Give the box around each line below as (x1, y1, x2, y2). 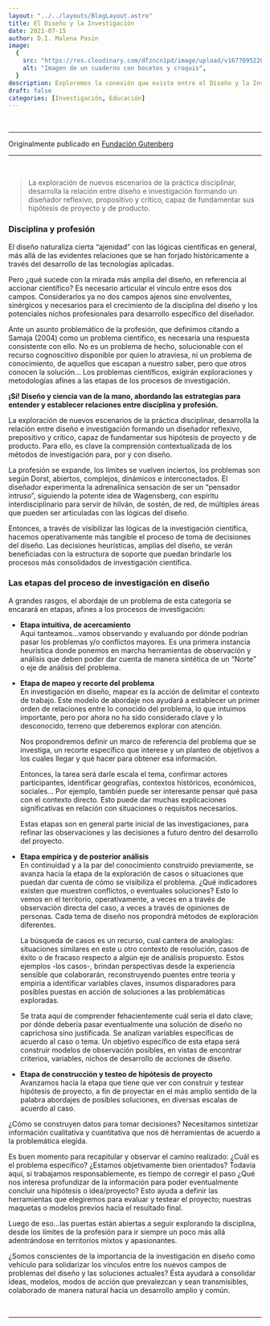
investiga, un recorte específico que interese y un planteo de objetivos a (19, 745, 260, 754)
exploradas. (19, 995, 59, 1005)
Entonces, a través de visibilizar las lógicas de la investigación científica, (8, 523, 248, 533)
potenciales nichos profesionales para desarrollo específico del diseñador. (8, 309, 256, 318)
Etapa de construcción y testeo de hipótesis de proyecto (19, 1069, 213, 1078)
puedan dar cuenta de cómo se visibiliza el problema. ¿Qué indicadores (19, 877, 257, 887)
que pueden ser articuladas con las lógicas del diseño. (8, 507, 189, 517)
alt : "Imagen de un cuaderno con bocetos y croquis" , (22, 64, 207, 72)
